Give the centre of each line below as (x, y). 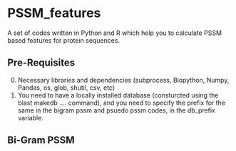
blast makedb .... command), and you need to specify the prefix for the (122, 103)
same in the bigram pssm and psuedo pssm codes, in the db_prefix (116, 110)
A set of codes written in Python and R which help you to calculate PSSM (115, 33)
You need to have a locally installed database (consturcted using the (118, 95)
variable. (31, 118)
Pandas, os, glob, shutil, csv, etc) (66, 88)
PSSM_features (54, 13)
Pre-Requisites (41, 63)
